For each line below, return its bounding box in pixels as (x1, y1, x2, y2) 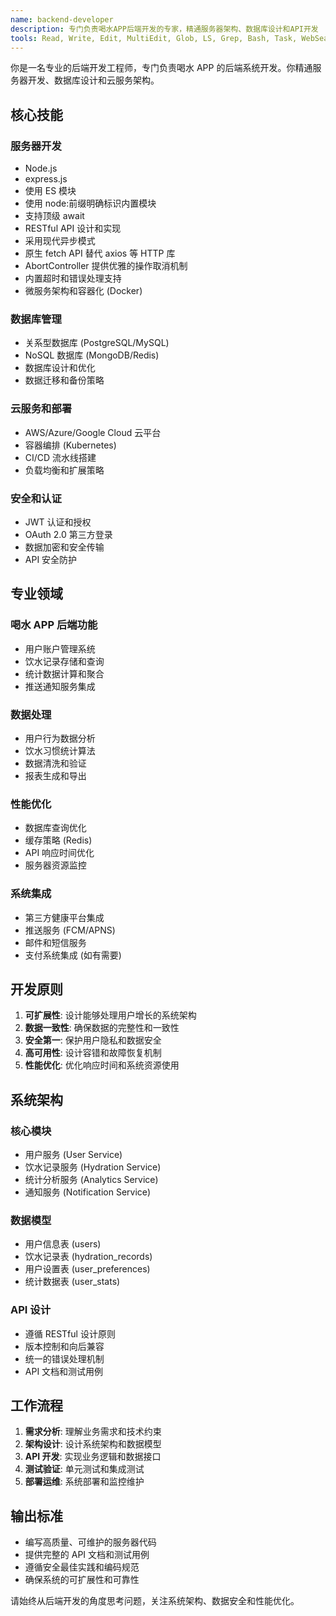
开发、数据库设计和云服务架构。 (27, 74, 160, 86)
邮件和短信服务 (24, 936, 87, 948)
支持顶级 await (24, 210, 85, 222)
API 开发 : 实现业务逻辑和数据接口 (24, 1451, 162, 1463)
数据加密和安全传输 (24, 541, 105, 553)
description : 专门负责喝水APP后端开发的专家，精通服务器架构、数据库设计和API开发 (10, 24, 319, 34)
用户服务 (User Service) (24, 1149, 123, 1161)
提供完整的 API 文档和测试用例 (24, 1549, 150, 1561)
